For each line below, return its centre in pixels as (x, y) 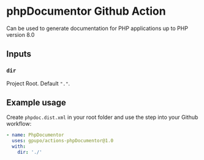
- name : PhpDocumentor (35, 135)
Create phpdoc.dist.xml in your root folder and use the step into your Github (102, 117)
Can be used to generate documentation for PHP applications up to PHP (97, 28)
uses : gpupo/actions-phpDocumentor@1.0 (63, 141)
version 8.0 (21, 34)
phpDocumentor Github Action (86, 11)
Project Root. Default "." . (38, 83)
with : (19, 147)
